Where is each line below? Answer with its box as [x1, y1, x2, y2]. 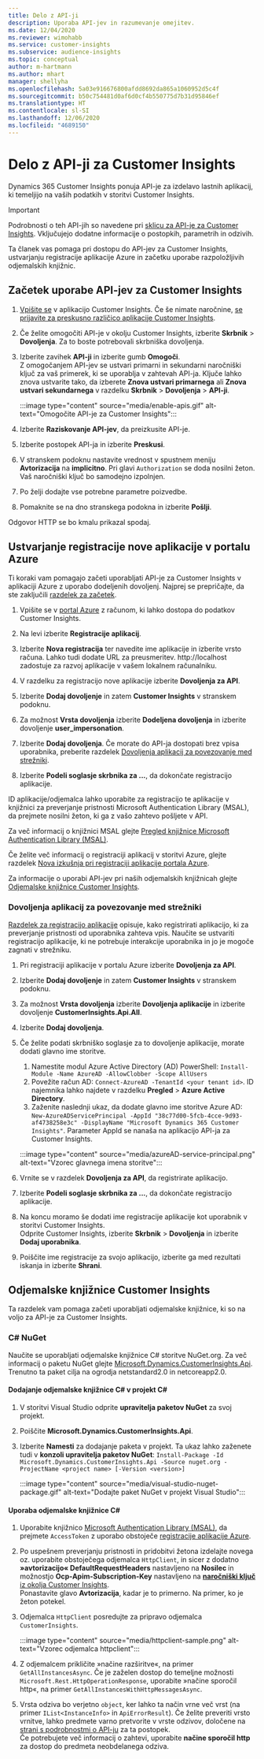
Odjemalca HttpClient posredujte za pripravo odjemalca [19, 1612, 203, 1622]
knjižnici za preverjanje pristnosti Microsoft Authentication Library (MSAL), [8, 803, 250, 813]
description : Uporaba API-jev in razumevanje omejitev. [8, 19, 195, 27]
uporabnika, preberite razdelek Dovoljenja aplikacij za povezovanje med [19, 747, 253, 757]
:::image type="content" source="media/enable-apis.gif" [19, 400, 204, 410]
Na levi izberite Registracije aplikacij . [19, 629, 141, 638]
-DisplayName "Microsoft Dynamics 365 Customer [80, 1118, 240, 1127]
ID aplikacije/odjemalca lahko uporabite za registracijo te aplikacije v [8, 794, 229, 804]
